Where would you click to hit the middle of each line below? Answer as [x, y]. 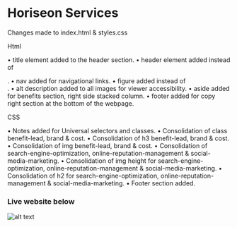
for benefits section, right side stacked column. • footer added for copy [111, 96]
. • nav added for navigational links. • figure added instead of [97, 81]
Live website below [41, 201]
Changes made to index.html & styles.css [68, 32]
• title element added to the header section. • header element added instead [119, 60]
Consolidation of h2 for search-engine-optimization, [83, 176]
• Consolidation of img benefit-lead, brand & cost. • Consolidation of [108, 145]
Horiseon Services [63, 13]
